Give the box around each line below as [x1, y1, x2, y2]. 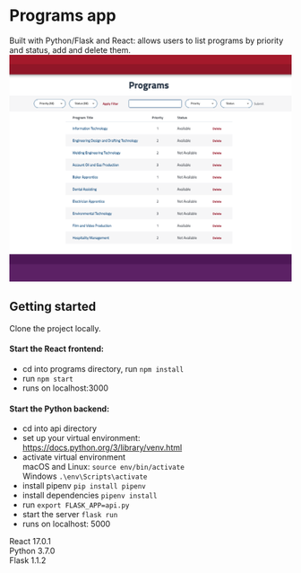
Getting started [9, 299, 97, 314]
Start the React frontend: [9, 343, 105, 355]
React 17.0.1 [9, 536, 52, 547]
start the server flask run [21, 509, 118, 520]
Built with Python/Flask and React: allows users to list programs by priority [9, 35, 284, 46]
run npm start [21, 374, 73, 384]
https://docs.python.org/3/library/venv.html [21, 442, 183, 454]
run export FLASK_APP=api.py [21, 499, 130, 510]
